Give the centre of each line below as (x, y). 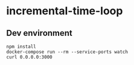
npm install (21, 47)
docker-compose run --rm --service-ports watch (67, 52)
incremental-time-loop (65, 11)
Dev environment (39, 33)
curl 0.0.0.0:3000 (29, 57)
